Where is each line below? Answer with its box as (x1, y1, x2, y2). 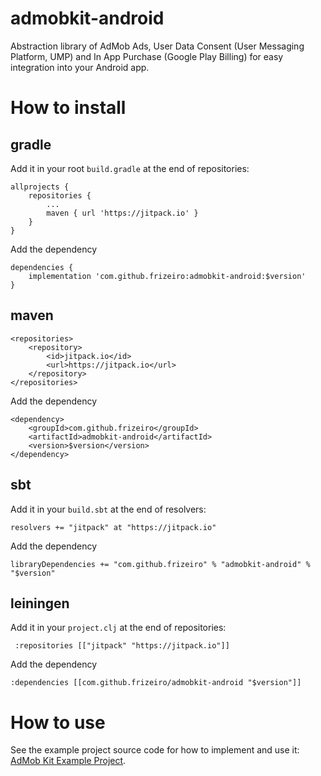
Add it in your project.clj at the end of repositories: (10, 622, 227, 634)
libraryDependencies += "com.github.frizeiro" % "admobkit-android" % (10, 559, 311, 569)
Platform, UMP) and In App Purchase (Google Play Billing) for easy (10, 50, 284, 62)
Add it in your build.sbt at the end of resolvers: (10, 503, 207, 515)
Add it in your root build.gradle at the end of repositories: (10, 162, 250, 174)
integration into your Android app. (10, 61, 150, 73)
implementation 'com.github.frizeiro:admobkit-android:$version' (28, 271, 307, 281)
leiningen (10, 595, 70, 612)
